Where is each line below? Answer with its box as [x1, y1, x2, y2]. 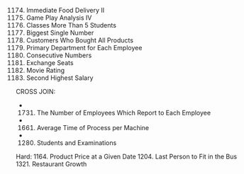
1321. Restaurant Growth [16, 160, 87, 168]
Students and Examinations [36, 139, 117, 147]
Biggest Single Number [26, 28, 94, 37]
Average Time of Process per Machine [36, 124, 149, 132]
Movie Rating [26, 66, 65, 74]
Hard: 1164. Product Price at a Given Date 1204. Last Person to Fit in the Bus [16, 152, 238, 161]
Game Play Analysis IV [26, 13, 92, 22]
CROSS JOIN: [16, 88, 56, 95]
